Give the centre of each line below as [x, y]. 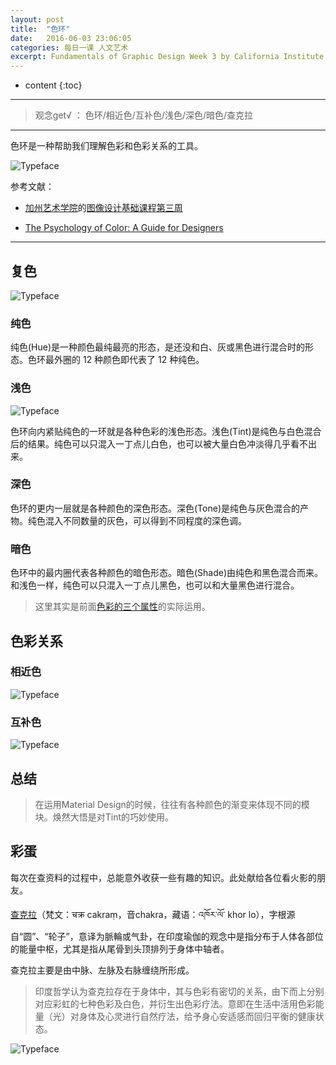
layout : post [37, 19]
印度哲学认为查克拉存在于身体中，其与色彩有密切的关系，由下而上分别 [179, 991]
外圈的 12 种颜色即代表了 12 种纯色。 [129, 360]
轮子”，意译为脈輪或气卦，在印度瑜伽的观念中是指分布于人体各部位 [186, 936]
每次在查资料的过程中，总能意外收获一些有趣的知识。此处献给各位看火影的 [163, 877]
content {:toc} [53, 85]
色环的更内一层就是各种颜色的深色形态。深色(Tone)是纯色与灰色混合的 [155, 508]
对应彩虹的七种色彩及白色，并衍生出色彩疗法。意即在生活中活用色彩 [175, 1003]
